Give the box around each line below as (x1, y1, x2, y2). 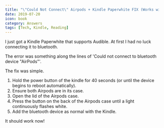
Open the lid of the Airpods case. (12, 93, 79, 99)
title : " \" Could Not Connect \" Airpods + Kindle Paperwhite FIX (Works (5, 7, 154, 12)
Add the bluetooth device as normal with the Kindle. (12, 108, 117, 115)
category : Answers (5, 21, 42, 26)
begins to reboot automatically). (12, 83, 77, 88)
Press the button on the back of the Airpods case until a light (12, 98, 135, 104)
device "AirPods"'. (5, 59, 41, 64)
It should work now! (5, 118, 45, 124)
